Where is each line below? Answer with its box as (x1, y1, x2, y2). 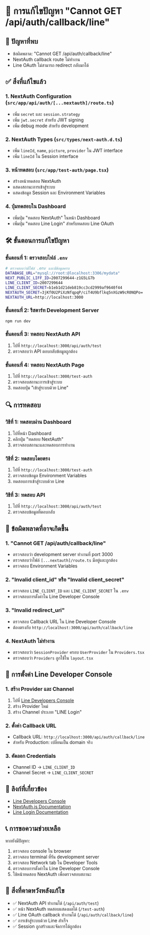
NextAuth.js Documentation (12, 804, 71, 810)
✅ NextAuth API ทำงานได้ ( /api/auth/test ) (12, 900, 99, 906)
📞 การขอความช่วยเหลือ (5, 824, 61, 833)
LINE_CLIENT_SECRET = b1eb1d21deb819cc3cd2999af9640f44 (5, 285, 123, 290)
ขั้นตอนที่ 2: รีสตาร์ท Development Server (5, 307, 99, 314)
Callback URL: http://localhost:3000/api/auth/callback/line (12, 734, 145, 740)
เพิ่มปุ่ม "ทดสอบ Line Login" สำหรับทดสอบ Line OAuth (12, 220, 114, 227)
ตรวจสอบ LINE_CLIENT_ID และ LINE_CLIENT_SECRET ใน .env (12, 587, 129, 594)
